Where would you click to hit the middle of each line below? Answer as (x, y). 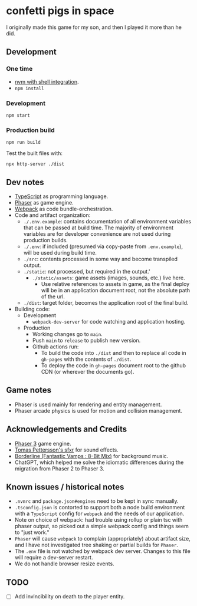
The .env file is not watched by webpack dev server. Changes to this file (102, 551)
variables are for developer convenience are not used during (97, 234)
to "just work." (32, 532)
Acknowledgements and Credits (67, 429)
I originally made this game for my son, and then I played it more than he (94, 27)
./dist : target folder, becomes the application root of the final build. (106, 303)
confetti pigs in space (60, 11)
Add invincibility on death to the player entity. (70, 597)
